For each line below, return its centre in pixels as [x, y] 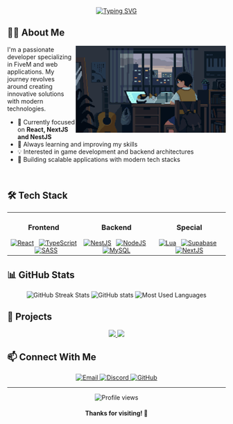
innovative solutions [36, 94]
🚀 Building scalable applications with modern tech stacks [98, 159]
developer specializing [40, 57]
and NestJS [34, 137]
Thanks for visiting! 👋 [116, 414]
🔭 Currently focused [46, 122]
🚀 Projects [30, 317]
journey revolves [31, 79]
